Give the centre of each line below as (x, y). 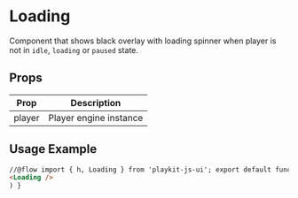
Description (96, 103)
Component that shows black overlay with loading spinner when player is (143, 41)
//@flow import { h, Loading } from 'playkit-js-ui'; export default (141, 170)
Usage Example (53, 149)
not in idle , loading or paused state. (74, 49)
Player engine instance (96, 118)
